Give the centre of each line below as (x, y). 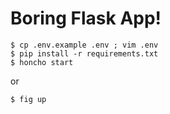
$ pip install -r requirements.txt (84, 53)
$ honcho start (42, 62)
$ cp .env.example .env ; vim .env (84, 45)
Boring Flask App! (86, 18)
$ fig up (28, 99)
